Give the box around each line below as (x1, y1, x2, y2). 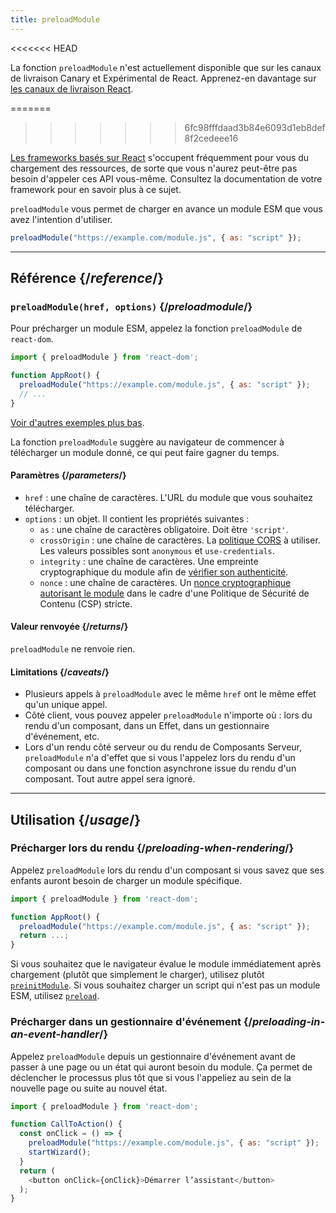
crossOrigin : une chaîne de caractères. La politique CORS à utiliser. (39, 534, 321, 546)
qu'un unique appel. (24, 699, 108, 711)
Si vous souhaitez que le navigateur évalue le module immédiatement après (10, 958, 322, 970)
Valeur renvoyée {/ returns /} (10, 621, 129, 633)
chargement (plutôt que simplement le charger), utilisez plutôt (10, 969, 265, 981)
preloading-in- (251, 1015, 326, 1029)
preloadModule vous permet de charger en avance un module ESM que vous (10, 202, 323, 215)
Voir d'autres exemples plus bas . (10, 416, 145, 428)
